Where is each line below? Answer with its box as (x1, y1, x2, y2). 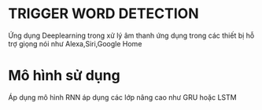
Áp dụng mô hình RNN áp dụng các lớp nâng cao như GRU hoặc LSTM (8, 92, 238, 102)
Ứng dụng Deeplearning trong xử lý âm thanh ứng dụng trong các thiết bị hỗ (8, 31, 255, 40)
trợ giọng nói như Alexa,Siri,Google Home (8, 38, 142, 48)
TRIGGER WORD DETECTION (8, 5, 199, 23)
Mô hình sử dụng (8, 67, 120, 85)
